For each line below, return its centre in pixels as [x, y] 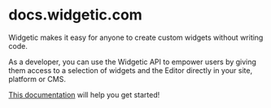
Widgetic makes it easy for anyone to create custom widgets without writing [136, 37]
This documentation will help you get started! [84, 94]
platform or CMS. [37, 79]
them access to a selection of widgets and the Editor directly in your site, [131, 70]
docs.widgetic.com [75, 15]
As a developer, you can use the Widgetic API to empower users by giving [132, 62]
